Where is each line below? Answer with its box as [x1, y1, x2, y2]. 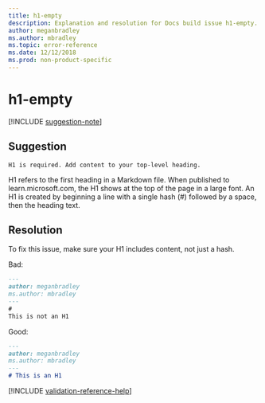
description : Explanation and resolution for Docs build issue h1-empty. [8, 19, 259, 27]
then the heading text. [8, 200, 81, 209]
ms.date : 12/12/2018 [8, 49, 77, 57]
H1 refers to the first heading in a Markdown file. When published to [8, 174, 230, 184]
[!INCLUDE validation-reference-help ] [8, 386, 132, 396]
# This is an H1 [8, 372, 62, 380]
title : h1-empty [8, 11, 62, 20]
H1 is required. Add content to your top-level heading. [8, 161, 201, 169]
